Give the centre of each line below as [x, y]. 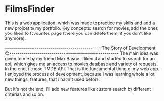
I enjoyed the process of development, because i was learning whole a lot [80, 74]
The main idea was [139, 53]
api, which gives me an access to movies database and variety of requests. [82, 64]
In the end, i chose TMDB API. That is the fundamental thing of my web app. [82, 69]
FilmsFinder [30, 9]
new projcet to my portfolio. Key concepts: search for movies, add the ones [82, 28]
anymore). [16, 38]
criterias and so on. [25, 94]
